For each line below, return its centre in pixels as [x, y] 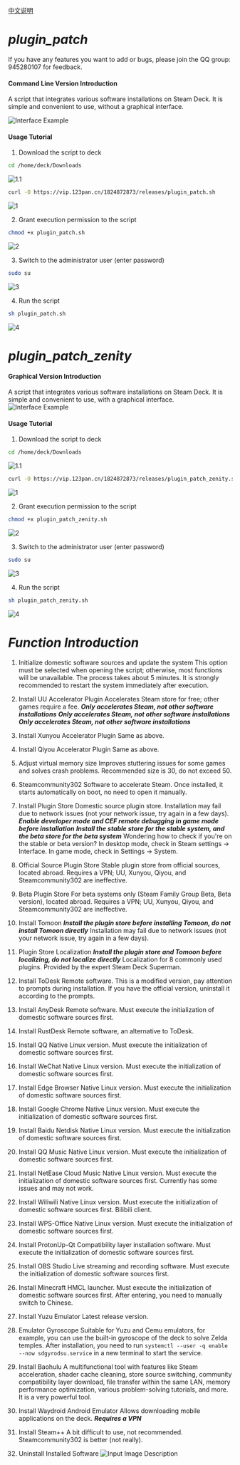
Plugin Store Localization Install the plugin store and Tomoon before [120, 952]
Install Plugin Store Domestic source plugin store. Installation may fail [120, 806]
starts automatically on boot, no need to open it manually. [103, 792]
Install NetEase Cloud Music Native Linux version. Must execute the [117, 1173]
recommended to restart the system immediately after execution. [114, 685]
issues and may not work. [56, 1188]
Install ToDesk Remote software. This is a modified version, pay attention [125, 981]
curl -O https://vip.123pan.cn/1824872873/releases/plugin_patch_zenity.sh [123, 479]
